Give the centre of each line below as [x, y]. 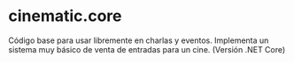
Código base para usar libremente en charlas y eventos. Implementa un [139, 40]
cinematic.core [65, 16]
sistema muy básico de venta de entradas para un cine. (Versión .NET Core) [147, 49]
